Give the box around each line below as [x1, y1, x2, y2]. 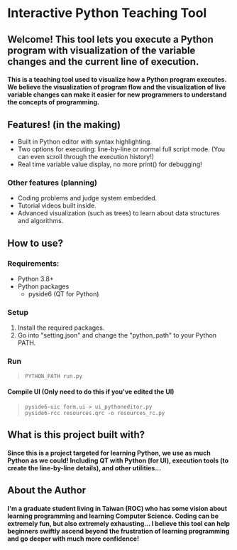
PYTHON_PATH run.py [24, 372, 83, 379]
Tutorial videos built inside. [17, 201, 97, 210]
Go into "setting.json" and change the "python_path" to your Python [17, 331, 217, 340]
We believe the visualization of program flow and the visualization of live [7, 83, 226, 92]
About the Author [7, 485, 87, 497]
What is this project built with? [7, 428, 145, 441]
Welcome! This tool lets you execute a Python [7, 33, 214, 45]
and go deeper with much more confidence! [7, 534, 140, 543]
